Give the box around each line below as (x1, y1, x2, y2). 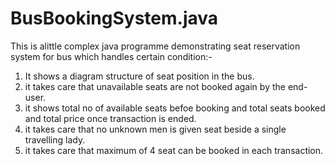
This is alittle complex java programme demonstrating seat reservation (10, 40, 301, 52)
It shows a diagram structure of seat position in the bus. (24, 70, 255, 82)
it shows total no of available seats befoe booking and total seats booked (24, 102, 326, 114)
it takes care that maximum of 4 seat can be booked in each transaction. (24, 144, 324, 156)
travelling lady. (24, 133, 86, 146)
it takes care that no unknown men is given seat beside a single (24, 123, 287, 135)
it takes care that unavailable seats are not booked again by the (24, 80, 286, 92)
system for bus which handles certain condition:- (10, 50, 213, 62)
